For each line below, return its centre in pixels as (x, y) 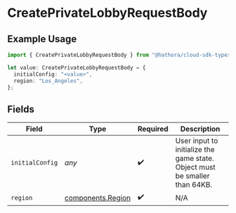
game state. (195, 158)
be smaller (192, 176)
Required (153, 129)
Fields (21, 109)
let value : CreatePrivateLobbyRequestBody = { (77, 67)
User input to (197, 141)
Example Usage (42, 39)
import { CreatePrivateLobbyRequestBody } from (78, 55)
